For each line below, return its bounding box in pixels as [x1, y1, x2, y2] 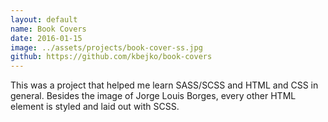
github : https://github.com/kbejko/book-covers [10, 52, 213, 62]
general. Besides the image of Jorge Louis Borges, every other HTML [10, 90, 297, 102]
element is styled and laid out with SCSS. [10, 101, 180, 113]
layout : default [10, 14, 78, 25]
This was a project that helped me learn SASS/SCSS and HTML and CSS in [10, 79, 319, 91]
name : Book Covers [10, 24, 87, 34]
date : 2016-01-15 [10, 33, 83, 43]
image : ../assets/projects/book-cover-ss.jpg [10, 42, 203, 53]
